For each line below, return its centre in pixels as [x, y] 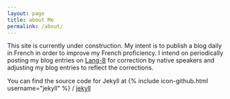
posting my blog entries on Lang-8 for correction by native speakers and [111, 60]
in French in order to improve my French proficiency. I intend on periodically [115, 53]
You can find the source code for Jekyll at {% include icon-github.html [108, 81]
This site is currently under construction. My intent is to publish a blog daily [115, 46]
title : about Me [30, 20]
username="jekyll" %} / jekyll [49, 88]
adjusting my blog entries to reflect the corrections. [80, 68]
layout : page [26, 13]
